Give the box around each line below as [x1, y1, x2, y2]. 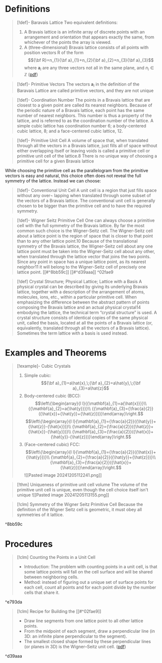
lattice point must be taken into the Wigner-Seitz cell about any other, [16, 248, 155, 254]
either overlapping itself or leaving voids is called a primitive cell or [16, 147, 150, 154]
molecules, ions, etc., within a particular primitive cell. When [16, 294, 137, 300]
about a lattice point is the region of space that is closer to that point [16, 233, 153, 239]
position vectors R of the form [24, 50, 84, 55]
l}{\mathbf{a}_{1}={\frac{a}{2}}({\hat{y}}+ [73, 418, 156, 424]
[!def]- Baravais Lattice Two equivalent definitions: [16, 19, 118, 25]
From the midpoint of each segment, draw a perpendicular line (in [24, 628, 155, 634]
